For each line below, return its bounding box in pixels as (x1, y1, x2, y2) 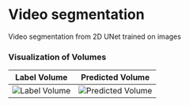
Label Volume (15, 72, 68, 83)
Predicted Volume (81, 72, 150, 83)
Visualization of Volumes (8, 51, 107, 62)
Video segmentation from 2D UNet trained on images (8, 32, 182, 41)
